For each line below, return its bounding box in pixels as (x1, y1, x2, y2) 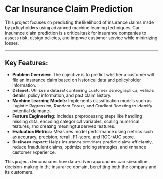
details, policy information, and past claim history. (12, 92, 112, 98)
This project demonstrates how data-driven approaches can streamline (5, 159, 147, 164)
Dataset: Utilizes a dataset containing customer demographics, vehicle (12, 87, 154, 93)
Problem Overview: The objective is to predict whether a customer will (12, 72, 154, 77)
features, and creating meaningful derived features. (12, 123, 115, 129)
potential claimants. (12, 108, 51, 114)
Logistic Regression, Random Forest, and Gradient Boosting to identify (12, 103, 153, 108)
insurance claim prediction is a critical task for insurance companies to (5, 30, 147, 36)
